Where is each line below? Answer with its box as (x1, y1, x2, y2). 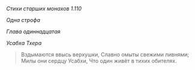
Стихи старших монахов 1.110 (6, 5, 82, 12)
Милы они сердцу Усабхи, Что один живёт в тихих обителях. (20, 58, 177, 64)
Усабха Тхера (6, 40, 42, 46)
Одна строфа (6, 17, 41, 23)
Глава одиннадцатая (6, 28, 61, 35)
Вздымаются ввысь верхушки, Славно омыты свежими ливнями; (20, 51, 190, 58)
